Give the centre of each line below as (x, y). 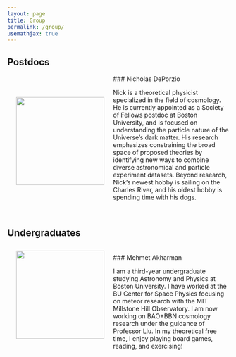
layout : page (26, 14)
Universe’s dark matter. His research (166, 137)
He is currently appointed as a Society (168, 108)
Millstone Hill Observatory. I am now (166, 308)
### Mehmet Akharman (147, 257)
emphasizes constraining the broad (164, 145)
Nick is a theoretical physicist (156, 93)
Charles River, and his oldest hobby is (168, 190)
